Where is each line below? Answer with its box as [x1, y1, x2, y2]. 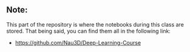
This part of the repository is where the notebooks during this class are [6, 21, 184, 28]
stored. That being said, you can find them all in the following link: [6, 27, 171, 34]
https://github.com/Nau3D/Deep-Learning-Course [15, 39, 141, 46]
